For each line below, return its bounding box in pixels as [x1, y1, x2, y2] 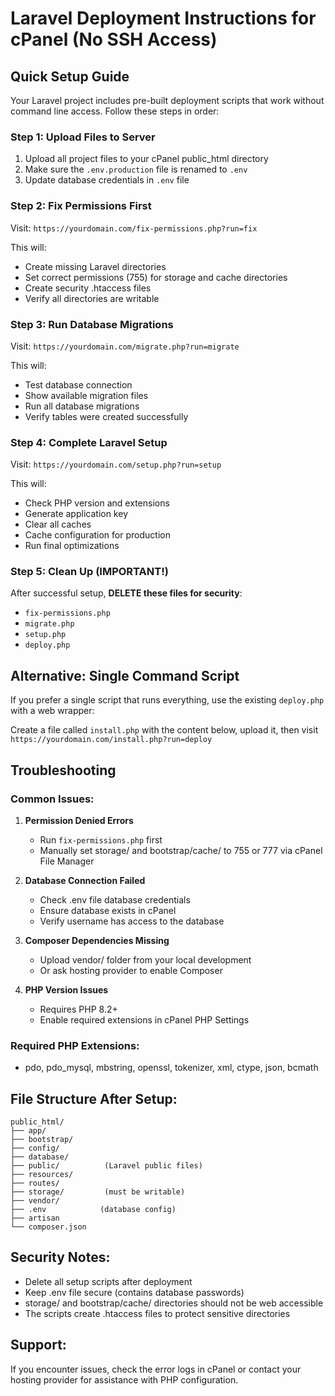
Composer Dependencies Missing [24, 934, 170, 946]
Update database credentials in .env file [24, 174, 190, 186]
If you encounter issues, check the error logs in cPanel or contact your [10, 1363, 302, 1375]
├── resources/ [10, 1170, 74, 1180]
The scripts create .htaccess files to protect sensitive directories [24, 1307, 291, 1319]
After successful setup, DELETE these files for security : [10, 587, 243, 599]
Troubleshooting [10, 762, 117, 779]
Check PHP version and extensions [24, 497, 170, 509]
